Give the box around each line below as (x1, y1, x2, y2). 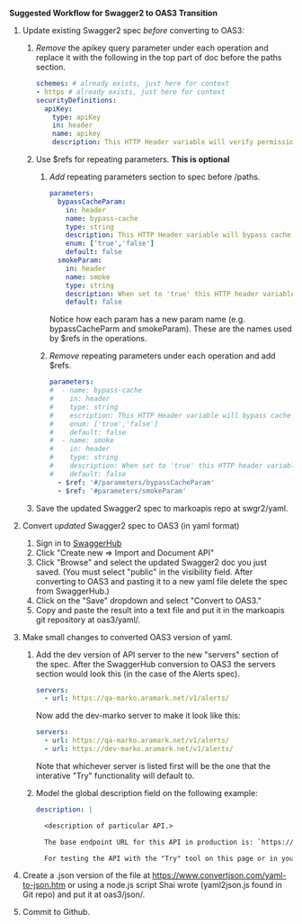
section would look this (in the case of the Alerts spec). (35, 668, 241, 679)
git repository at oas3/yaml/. (35, 614, 141, 625)
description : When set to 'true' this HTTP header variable (66, 289, 296, 298)
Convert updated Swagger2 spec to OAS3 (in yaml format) (22, 520, 240, 530)
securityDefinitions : (35, 95, 117, 104)
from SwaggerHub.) (35, 585, 110, 596)
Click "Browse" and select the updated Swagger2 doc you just (35, 557, 268, 567)
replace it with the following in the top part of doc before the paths (35, 52, 282, 62)
